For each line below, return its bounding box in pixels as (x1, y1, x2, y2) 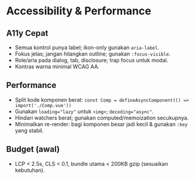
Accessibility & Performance (6, 4, 151, 18)
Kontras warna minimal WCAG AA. (14, 63, 100, 70)
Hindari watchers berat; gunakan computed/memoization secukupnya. (14, 114, 189, 121)
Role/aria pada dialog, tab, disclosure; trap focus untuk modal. (14, 57, 169, 63)
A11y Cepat (6, 28, 48, 38)
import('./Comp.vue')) (14, 102, 72, 108)
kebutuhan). (14, 166, 45, 174)
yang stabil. (14, 127, 44, 134)
